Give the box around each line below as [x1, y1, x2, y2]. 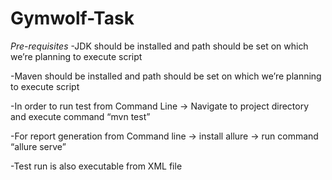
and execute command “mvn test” [10, 110, 151, 122]
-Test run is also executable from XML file [10, 160, 183, 172]
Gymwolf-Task [10, 7, 135, 30]
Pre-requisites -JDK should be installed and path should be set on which [10, 40, 309, 52]
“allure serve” [10, 140, 67, 152]
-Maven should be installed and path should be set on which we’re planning [10, 70, 322, 82]
